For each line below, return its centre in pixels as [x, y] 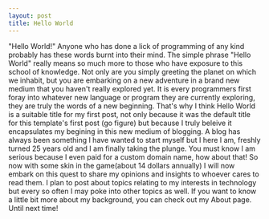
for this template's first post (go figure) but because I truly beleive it [120, 123]
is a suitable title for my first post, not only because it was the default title [130, 114]
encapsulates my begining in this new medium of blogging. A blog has [124, 131]
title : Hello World [41, 23]
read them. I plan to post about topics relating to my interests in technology [132, 182]
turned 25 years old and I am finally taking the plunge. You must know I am [132, 148]
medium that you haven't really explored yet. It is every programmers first [130, 88]
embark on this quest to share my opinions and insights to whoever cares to [134, 174]
